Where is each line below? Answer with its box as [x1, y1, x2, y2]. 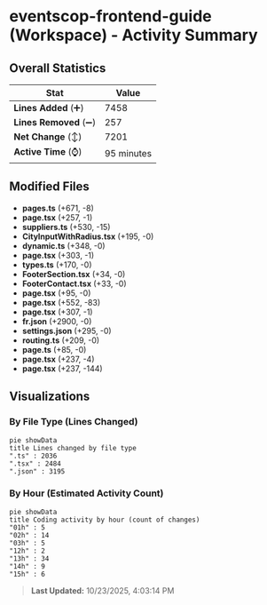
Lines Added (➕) [13, 102, 84, 114]
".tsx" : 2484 [9, 459, 62, 468]
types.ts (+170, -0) [21, 259, 92, 270]
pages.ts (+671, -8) [21, 203, 95, 213]
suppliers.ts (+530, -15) [21, 221, 111, 232]
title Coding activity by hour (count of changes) [9, 515, 200, 524]
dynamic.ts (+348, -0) [21, 240, 106, 251]
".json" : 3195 [9, 466, 66, 476]
